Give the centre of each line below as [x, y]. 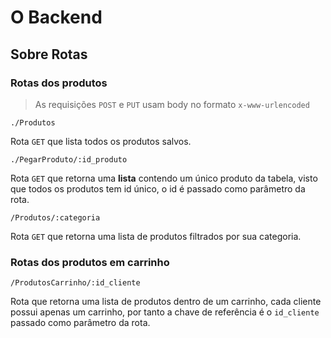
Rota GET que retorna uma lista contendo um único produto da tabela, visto [164, 178]
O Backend [56, 17]
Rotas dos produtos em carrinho [90, 262]
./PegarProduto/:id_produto [69, 159]
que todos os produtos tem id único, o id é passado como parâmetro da [158, 188]
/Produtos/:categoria [55, 217]
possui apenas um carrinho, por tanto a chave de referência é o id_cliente [165, 312]
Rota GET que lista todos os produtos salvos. [101, 141]
